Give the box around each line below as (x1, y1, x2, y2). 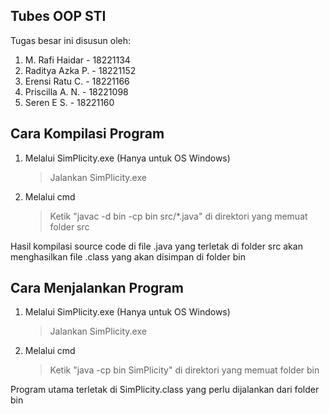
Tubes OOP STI (10, 8, 107, 25)
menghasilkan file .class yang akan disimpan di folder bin (10, 250, 246, 263)
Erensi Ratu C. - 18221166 (24, 75, 130, 87)
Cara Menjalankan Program (10, 280, 184, 297)
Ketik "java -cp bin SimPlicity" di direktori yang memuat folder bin (49, 364, 320, 376)
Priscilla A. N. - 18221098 (24, 85, 129, 98)
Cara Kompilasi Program (10, 125, 165, 143)
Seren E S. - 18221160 (24, 96, 115, 108)
